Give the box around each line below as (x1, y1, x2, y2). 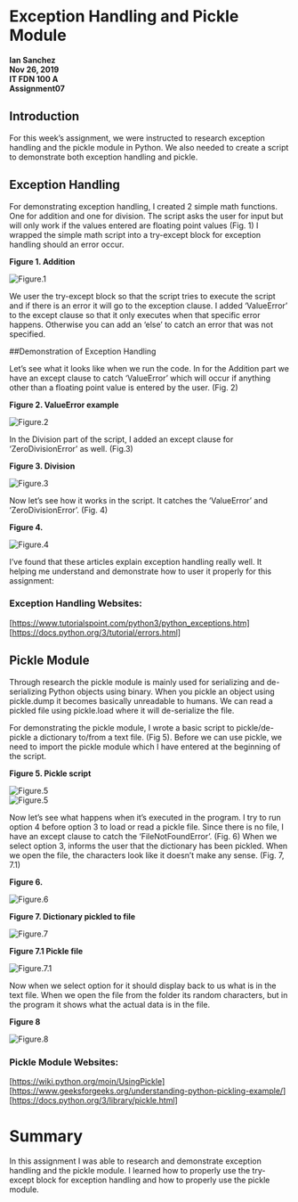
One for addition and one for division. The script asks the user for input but (9, 210, 284, 221)
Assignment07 (9, 83, 65, 94)
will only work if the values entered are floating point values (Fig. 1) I (9, 220, 259, 231)
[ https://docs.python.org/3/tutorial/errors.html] (9, 626, 181, 638)
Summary (9, 1126, 83, 1147)
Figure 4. (9, 521, 44, 532)
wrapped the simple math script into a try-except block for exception (9, 229, 262, 240)
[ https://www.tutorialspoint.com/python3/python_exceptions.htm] (9, 617, 251, 628)
